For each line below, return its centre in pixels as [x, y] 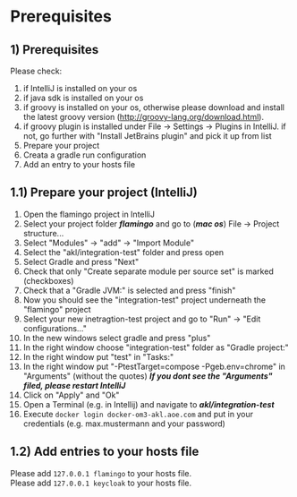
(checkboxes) [48, 280]
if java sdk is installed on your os [83, 98]
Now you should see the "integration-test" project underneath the [144, 300]
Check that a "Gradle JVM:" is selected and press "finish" [129, 290]
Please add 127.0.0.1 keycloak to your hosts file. [101, 483]
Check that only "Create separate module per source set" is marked [148, 271]
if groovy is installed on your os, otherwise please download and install [154, 107]
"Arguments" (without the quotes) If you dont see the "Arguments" [148, 376]
